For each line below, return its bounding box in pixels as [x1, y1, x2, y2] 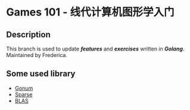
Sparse [14, 90, 33, 98]
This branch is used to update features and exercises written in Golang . [6, 45, 185, 52]
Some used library [6, 69, 76, 79]
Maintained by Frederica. [6, 52, 67, 58]
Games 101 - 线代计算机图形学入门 [6, 5, 175, 19]
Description [6, 29, 51, 39]
